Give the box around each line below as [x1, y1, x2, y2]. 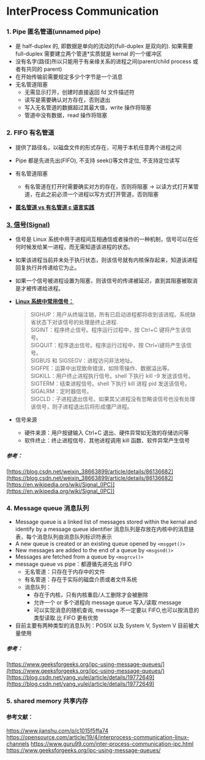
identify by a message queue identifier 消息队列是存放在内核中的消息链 [15, 525, 195, 533]
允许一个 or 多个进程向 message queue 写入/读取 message [33, 599, 182, 606]
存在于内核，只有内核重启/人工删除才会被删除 [33, 591, 149, 598]
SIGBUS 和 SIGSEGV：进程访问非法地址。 [30, 357, 136, 364]
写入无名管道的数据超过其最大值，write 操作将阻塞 [24, 104, 152, 111]
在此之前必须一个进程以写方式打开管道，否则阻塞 [35, 190, 159, 198]
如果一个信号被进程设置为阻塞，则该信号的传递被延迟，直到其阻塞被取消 [15, 277, 198, 284]
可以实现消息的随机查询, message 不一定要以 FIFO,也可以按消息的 [33, 606, 199, 614]
